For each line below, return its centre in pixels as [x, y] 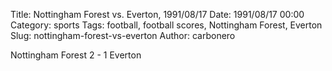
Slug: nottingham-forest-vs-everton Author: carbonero [123, 35]
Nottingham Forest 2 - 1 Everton [76, 55]
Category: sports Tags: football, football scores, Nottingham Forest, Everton [166, 25]
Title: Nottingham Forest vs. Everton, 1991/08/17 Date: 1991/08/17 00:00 [157, 14]
